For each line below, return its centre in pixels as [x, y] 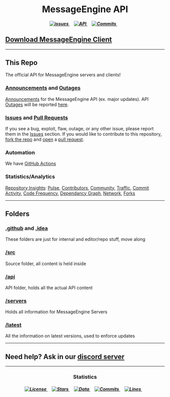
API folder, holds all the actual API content [49, 287]
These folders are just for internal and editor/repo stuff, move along [75, 239]
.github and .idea [27, 228]
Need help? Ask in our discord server [65, 357]
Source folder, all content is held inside [46, 263]
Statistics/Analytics [30, 177]
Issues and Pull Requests [37, 118]
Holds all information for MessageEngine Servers [56, 312]
